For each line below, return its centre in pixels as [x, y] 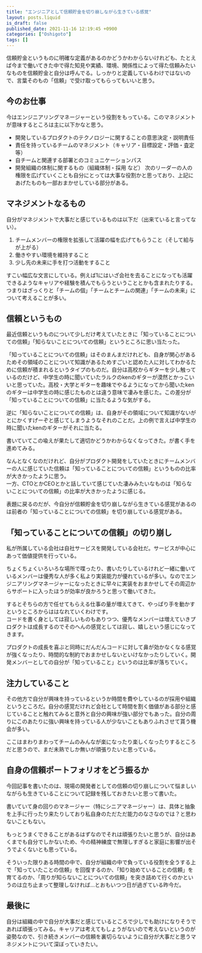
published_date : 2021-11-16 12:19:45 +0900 [62, 29]
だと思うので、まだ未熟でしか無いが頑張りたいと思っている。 [83, 749]
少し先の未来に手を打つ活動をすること [62, 262]
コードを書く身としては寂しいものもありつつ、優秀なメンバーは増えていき [99, 619]
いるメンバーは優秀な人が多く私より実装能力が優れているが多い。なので [96, 576]
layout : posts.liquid [33, 18]
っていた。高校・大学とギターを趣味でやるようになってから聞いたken [108, 385]
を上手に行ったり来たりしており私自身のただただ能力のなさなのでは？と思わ [101, 813]
